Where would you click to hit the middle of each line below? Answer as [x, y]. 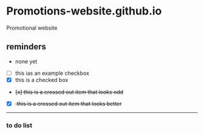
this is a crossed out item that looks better [69, 103]
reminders [26, 47]
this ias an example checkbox [52, 73]
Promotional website [32, 28]
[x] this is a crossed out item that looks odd [69, 92]
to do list [19, 125]
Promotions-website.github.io [84, 11]
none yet [26, 61]
